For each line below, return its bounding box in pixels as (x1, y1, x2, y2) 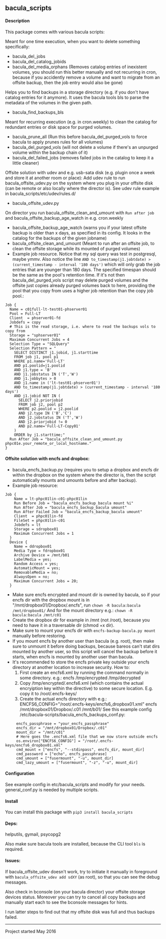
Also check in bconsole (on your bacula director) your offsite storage (5, 889, 146, 894)
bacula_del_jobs (12, 53, 45, 59)
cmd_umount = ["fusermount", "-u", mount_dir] (16, 755, 114, 761)
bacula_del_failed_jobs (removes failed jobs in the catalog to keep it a (12, 154, 154, 160)
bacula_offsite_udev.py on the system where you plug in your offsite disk (5, 180, 153, 186)
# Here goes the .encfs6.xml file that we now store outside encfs (16, 734, 158, 739)
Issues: (5, 858, 21, 863)
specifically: (5, 44, 30, 49)
